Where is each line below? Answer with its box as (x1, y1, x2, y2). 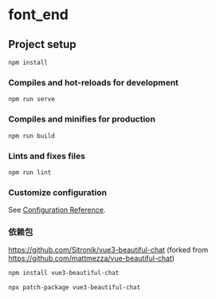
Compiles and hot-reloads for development (8, 77, 179, 88)
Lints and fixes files (8, 150, 86, 161)
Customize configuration (8, 186, 108, 197)
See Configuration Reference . (8, 205, 106, 215)
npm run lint (8, 168, 52, 177)
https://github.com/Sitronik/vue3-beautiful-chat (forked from (8, 245, 209, 255)
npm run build (8, 132, 56, 140)
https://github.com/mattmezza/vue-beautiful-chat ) (8, 253, 175, 263)
